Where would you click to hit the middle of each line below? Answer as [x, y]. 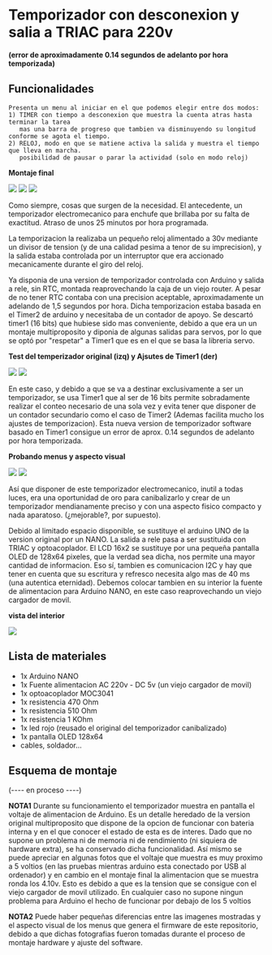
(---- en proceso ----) [45, 790]
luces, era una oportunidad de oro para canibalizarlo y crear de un [119, 497]
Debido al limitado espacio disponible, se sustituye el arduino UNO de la [129, 530]
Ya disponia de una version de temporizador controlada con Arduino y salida [136, 280]
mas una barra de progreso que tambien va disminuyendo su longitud [137, 129]
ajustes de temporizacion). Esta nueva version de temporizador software [130, 423]
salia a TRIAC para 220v [91, 32]
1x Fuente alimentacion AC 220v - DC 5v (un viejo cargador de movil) [136, 684]
